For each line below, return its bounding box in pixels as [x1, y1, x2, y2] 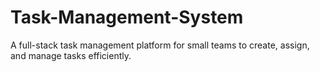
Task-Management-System [10, 6, 244, 29]
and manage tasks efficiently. [10, 49, 132, 61]
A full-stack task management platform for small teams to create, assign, [10, 39, 310, 51]
